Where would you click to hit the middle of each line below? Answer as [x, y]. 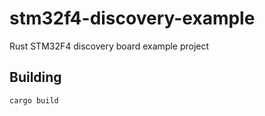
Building [35, 77]
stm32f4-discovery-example [132, 18]
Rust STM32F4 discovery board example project [109, 46]
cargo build [34, 100]
